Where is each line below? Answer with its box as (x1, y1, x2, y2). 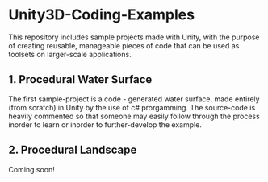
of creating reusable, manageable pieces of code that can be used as (8, 40, 240, 50)
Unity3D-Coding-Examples (8, 6, 195, 24)
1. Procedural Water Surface (8, 72, 153, 86)
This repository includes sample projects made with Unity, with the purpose (8, 32, 260, 42)
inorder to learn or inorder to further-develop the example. (8, 119, 202, 130)
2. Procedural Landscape (8, 143, 137, 157)
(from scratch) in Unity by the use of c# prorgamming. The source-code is (8, 102, 256, 112)
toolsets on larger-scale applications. (8, 49, 132, 59)
